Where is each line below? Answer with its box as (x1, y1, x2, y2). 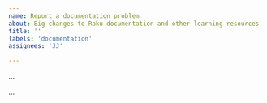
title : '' (8, 27, 42, 35)
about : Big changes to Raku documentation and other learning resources (8, 19, 260, 28)
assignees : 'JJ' (8, 42, 63, 50)
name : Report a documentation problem (8, 11, 140, 20)
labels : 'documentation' (8, 34, 93, 43)
